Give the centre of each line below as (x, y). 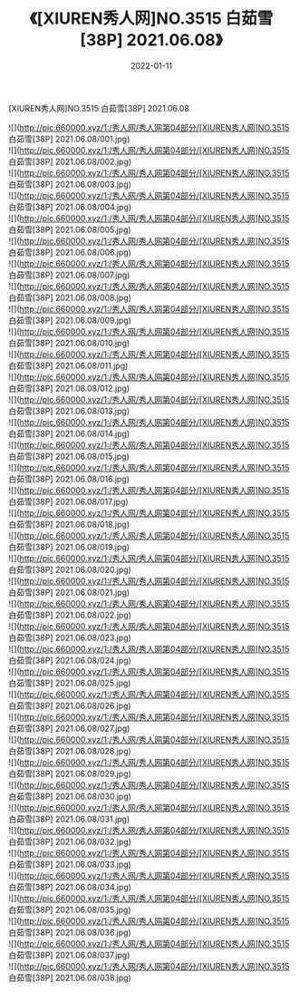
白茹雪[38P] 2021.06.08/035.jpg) (70, 909)
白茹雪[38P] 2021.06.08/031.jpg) (69, 819)
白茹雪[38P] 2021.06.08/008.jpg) (70, 297)
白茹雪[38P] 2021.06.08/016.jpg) (69, 479)
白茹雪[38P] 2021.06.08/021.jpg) (69, 592)
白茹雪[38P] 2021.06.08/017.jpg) (68, 501)
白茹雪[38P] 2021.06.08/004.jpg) (70, 207)
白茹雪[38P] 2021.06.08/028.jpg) (70, 751)
